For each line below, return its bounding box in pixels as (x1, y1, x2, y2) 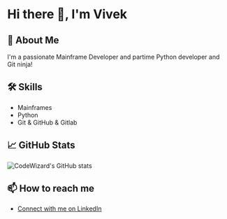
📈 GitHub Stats (7, 139, 75, 151)
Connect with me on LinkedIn (17, 204, 102, 213)
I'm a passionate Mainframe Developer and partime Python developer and (7, 52, 220, 61)
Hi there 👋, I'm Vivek (7, 6, 128, 22)
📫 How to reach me (7, 183, 95, 195)
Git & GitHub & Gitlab (17, 118, 78, 127)
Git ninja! (7, 60, 33, 69)
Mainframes (17, 103, 52, 111)
